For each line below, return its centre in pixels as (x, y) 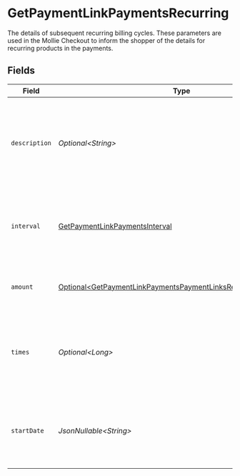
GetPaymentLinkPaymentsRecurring (118, 13)
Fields (21, 70)
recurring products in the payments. (60, 48)
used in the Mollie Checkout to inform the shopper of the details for (106, 40)
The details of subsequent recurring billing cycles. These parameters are (114, 33)
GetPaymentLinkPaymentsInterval (115, 226)
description (31, 143)
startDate (27, 431)
